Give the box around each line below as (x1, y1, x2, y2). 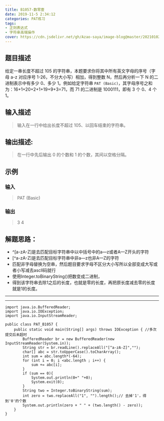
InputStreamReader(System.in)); (5, 341, 71, 346)
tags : (5, 21, 16, 26)
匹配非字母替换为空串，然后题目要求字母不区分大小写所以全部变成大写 (12, 261, 154, 267)
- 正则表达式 (5, 26, 28, 30)
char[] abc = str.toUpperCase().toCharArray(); (22, 349, 121, 355)
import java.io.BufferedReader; (5, 305, 71, 310)
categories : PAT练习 (5, 16, 45, 21)
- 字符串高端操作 (5, 30, 35, 35)
